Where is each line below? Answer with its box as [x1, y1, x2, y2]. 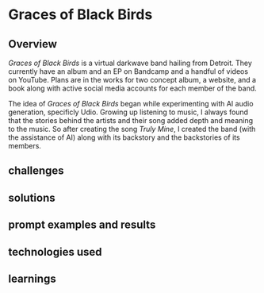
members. [8, 141, 42, 150]
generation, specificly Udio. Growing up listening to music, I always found [8, 107, 248, 117]
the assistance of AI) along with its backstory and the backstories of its [8, 133, 240, 142]
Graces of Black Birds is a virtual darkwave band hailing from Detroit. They [8, 58, 252, 67]
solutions [8, 191, 55, 204]
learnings [8, 272, 57, 285]
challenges [8, 164, 65, 178]
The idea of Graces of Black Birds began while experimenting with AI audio [8, 99, 254, 108]
